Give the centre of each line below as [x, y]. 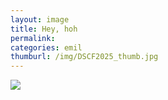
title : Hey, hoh [44, 29]
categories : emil [46, 47]
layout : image [40, 19]
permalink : [33, 38]
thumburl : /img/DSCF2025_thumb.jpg [84, 57]
